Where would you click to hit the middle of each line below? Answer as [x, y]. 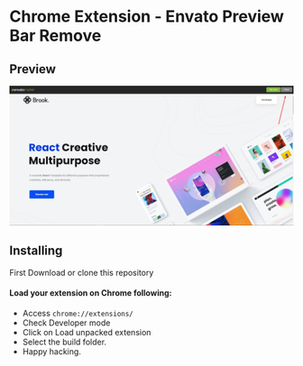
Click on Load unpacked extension [87, 333]
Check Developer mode [66, 323]
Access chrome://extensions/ [78, 314]
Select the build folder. [64, 342]
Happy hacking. [51, 352]
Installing [36, 251]
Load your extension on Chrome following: [91, 293]
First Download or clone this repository [82, 272]
